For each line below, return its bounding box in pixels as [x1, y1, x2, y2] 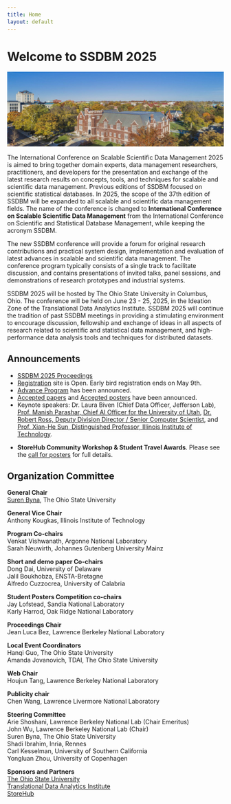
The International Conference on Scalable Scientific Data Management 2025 [7, 153, 223, 161]
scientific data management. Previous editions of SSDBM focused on [7, 182, 203, 190]
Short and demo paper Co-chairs [7, 557, 103, 566]
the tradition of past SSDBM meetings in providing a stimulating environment [7, 311, 224, 320]
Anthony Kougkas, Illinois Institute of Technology [7, 516, 146, 525]
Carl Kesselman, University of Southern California [7, 747, 148, 755]
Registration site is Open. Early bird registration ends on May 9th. [16, 379, 202, 387]
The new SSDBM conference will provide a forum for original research [7, 239, 206, 247]
